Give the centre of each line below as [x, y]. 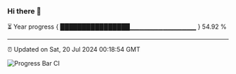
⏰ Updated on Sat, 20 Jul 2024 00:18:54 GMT [74, 50]
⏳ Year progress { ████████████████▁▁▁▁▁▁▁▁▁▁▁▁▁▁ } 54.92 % [117, 27]
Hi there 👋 [25, 11]
